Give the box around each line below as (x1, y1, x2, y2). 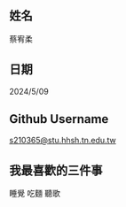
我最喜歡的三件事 (9, 163, 103, 178)
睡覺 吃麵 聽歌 (9, 188, 60, 199)
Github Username (9, 111, 109, 126)
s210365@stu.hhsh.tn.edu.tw (9, 135, 117, 146)
